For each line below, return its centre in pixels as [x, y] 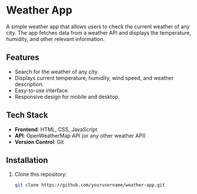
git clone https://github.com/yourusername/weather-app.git [90, 185]
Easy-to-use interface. [42, 90]
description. [29, 84]
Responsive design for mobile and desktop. [67, 96]
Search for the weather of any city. [56, 72]
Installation [27, 160]
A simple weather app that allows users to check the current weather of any [98, 26]
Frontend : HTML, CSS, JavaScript [56, 129]
